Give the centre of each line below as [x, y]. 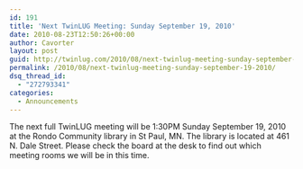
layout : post [34, 51]
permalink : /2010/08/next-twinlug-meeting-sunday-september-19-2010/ [143, 68]
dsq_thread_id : [38, 76]
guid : [19, 59]
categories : [32, 93]
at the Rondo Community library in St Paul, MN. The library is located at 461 [150, 137]
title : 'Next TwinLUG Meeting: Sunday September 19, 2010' [123, 26]
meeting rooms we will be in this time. [79, 156]
